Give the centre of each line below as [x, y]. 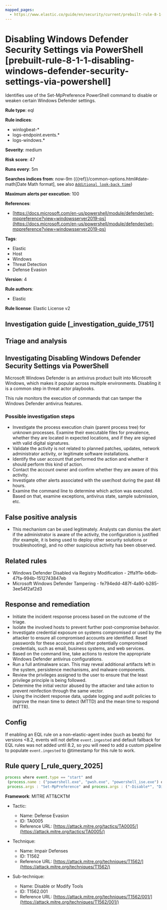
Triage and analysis [36, 341]
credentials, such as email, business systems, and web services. [79, 648]
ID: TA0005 [31, 821]
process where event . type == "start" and [49, 777]
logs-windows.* [29, 140]
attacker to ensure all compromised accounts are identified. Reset [80, 637]
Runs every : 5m [22, 169]
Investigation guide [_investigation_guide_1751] [80, 324]
